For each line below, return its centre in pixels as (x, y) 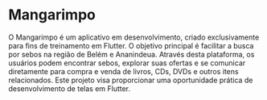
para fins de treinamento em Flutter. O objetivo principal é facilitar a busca (131, 45)
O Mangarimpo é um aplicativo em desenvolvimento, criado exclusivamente (134, 37)
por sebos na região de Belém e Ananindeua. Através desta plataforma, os (131, 54)
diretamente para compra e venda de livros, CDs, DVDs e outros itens (123, 71)
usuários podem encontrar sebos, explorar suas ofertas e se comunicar (127, 63)
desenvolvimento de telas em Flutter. (70, 88)
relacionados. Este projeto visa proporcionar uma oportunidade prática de (131, 80)
